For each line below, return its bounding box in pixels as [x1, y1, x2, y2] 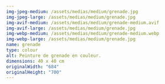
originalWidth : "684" [6, 63, 60, 70]
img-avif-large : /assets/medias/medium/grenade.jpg [6, 25, 136, 31]
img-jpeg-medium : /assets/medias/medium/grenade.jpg [6, 8, 138, 15]
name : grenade [6, 42, 41, 48]
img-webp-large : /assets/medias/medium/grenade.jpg [6, 36, 136, 42]
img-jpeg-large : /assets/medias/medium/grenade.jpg [6, 14, 136, 20]
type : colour [6, 47, 38, 53]
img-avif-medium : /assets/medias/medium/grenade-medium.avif [6, 20, 160, 25]
